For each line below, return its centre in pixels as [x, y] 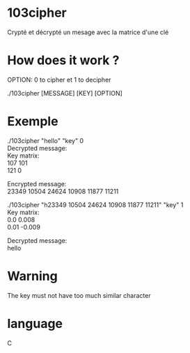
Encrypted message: [37, 183]
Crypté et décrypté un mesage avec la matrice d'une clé [88, 32]
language [35, 323]
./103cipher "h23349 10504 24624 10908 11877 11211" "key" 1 [95, 204]
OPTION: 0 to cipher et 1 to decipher [59, 80]
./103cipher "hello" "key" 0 [46, 140]
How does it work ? [63, 60]
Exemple [33, 122]
